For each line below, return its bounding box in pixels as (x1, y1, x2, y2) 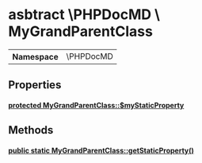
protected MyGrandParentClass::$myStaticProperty (8, 100, 185, 110)
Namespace (12, 51, 59, 62)
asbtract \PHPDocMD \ (8, 6, 161, 24)
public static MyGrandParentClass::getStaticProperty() (8, 146, 194, 155)
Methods (8, 123, 54, 137)
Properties (8, 78, 62, 92)
